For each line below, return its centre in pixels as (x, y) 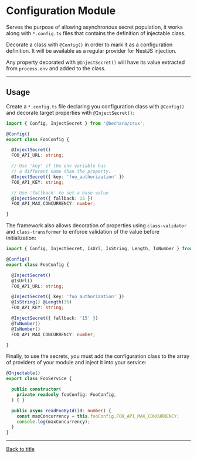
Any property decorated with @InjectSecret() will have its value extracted (96, 62)
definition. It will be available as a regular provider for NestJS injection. (91, 50)
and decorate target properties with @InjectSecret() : (70, 112)
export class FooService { (39, 379)
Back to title (21, 449)
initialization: (21, 238)
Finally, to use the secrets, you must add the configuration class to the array (98, 356)
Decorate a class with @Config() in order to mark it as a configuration (89, 45)
